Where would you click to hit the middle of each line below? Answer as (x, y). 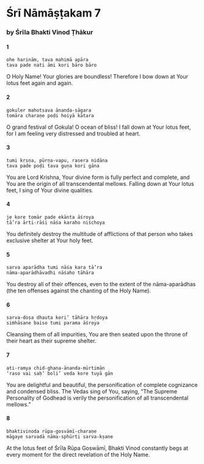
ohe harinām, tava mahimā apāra (47, 60)
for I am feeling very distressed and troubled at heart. (73, 133)
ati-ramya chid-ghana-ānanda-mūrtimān (56, 368)
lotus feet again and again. (40, 83)
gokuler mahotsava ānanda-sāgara (49, 110)
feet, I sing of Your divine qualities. (50, 190)
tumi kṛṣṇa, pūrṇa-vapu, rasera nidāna (57, 160)
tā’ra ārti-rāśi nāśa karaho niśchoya (56, 222)
